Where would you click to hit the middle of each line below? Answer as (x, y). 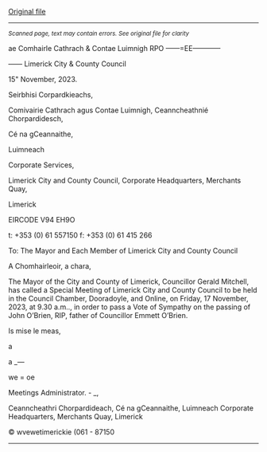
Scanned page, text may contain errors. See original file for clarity (99, 33)
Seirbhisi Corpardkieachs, (51, 94)
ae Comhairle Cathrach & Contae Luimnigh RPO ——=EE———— (114, 48)
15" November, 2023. (43, 79)
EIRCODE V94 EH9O (42, 220)
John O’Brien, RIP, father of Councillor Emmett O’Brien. (98, 315)
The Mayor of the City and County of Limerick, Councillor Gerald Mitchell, (129, 281)
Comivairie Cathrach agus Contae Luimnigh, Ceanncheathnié (108, 110)
